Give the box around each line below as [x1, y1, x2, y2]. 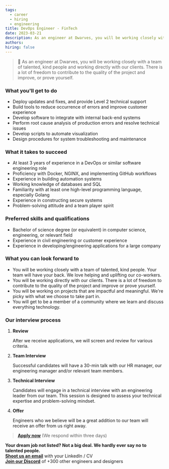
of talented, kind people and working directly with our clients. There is [17, 64, 163, 70]
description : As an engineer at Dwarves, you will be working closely [5, 36, 156, 41]
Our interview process [5, 316, 61, 323]
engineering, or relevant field [12, 232, 73, 238]
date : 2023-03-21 [5, 31, 42, 36]
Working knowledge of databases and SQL [12, 181, 102, 187]
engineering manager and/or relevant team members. [12, 368, 124, 374]
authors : [5, 40, 24, 45]
